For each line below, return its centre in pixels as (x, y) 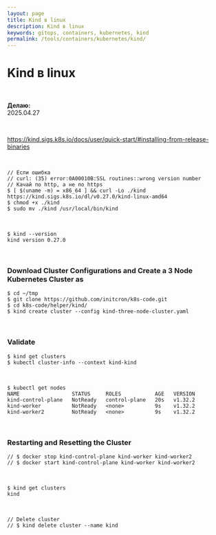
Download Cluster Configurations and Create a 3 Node (100, 270)
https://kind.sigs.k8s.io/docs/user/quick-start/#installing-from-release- (108, 140)
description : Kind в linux (46, 26)
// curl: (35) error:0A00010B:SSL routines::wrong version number (104, 179)
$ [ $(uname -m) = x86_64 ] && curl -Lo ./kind (77, 191)
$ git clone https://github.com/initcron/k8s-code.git (87, 300)
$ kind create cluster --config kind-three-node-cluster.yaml (98, 312)
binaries (19, 147)
